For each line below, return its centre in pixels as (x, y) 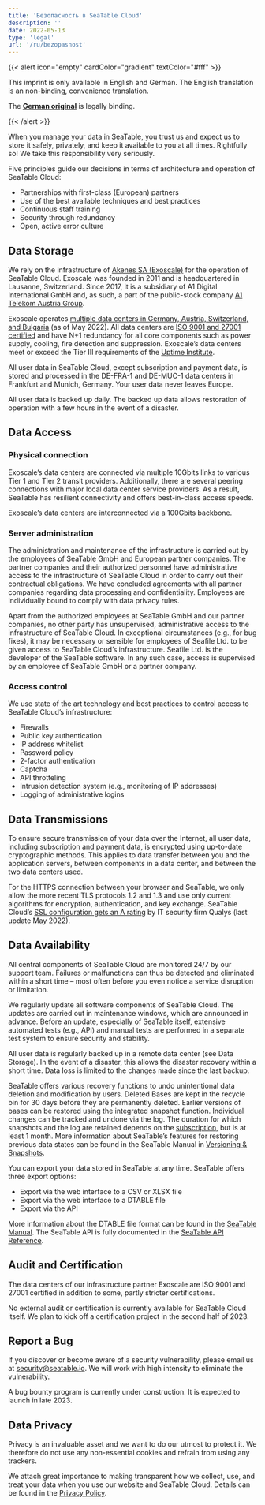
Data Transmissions (58, 819)
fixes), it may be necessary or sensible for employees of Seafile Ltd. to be (128, 640)
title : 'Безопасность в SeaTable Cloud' (76, 15)
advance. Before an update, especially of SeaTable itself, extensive (117, 1021)
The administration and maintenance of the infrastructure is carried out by (129, 550)
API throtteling (43, 778)
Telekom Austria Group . (47, 303)
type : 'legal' (32, 37)
